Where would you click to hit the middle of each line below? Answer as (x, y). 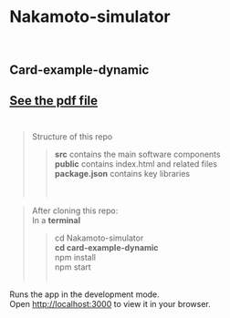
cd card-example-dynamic (106, 248)
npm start (73, 267)
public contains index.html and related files (136, 164)
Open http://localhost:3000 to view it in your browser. (110, 304)
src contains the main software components (137, 154)
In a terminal (56, 221)
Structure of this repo (72, 137)
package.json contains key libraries (122, 174)
